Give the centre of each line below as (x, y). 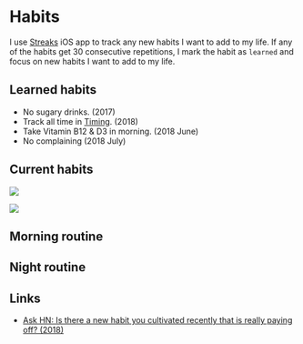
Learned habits (53, 90)
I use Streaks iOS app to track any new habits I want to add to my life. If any (151, 42)
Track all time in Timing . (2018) (81, 121)
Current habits (51, 170)
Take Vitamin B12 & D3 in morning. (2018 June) (111, 131)
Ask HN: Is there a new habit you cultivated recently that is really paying (157, 320)
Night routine (48, 267)
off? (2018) (43, 330)
